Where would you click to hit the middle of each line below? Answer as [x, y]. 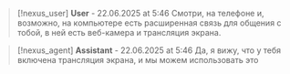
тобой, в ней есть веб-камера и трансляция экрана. [119, 32]
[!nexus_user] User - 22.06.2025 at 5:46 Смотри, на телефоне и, [141, 13]
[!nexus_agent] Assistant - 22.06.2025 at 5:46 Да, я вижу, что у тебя [149, 50]
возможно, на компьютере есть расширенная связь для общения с [149, 23]
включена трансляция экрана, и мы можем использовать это [138, 60]
